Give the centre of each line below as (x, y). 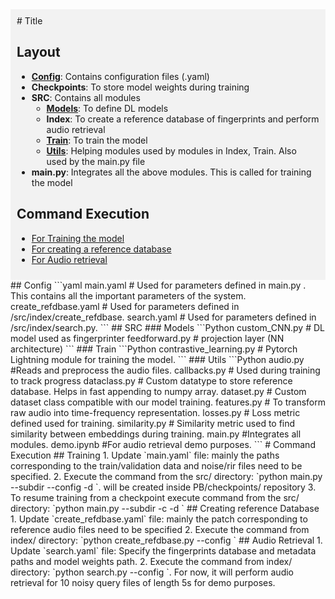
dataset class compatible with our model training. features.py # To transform (168, 402)
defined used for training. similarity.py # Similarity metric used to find (153, 423)
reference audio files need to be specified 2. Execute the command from (160, 529)
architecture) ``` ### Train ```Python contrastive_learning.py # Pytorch (154, 349)
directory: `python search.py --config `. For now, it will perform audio (152, 572)
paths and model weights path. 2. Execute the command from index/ (151, 561)
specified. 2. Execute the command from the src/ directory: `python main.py (166, 476)
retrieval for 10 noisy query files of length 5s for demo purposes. (143, 582)
